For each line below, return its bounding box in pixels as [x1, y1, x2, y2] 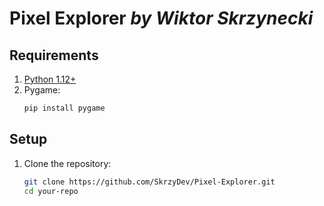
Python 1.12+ [23, 73, 77, 85]
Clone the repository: [23, 157, 112, 169]
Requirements [9, 47, 99, 64]
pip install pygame [23, 103, 106, 113]
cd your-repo [23, 186, 79, 196]
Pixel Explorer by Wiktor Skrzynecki [9, 7, 314, 30]
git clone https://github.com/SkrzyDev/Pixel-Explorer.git [23, 177, 276, 187]
